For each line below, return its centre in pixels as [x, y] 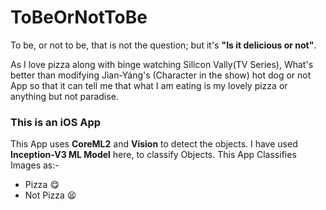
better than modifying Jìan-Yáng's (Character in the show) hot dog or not [161, 75]
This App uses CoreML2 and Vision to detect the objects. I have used [154, 144]
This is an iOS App [56, 122]
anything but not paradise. [64, 96]
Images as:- [35, 165]
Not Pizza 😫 [50, 195]
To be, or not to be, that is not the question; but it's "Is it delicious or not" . [163, 45]
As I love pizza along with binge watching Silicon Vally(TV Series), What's [162, 64]
